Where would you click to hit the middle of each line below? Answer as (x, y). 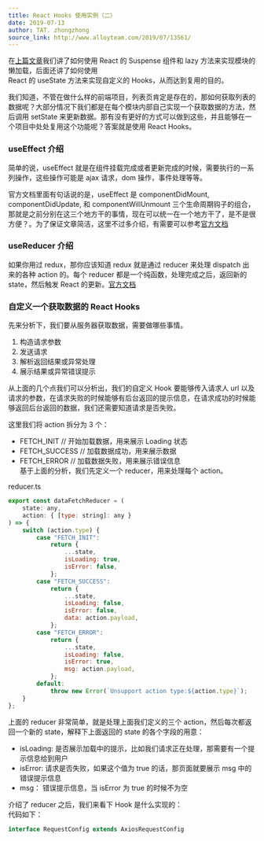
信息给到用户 (47, 758)
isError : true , (89, 662)
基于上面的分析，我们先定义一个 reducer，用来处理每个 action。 (123, 471)
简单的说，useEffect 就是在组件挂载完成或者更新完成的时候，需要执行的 (125, 168)
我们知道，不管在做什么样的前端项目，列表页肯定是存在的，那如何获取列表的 (132, 97)
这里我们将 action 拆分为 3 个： (59, 425)
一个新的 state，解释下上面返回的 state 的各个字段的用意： (109, 732)
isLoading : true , (93, 559)
